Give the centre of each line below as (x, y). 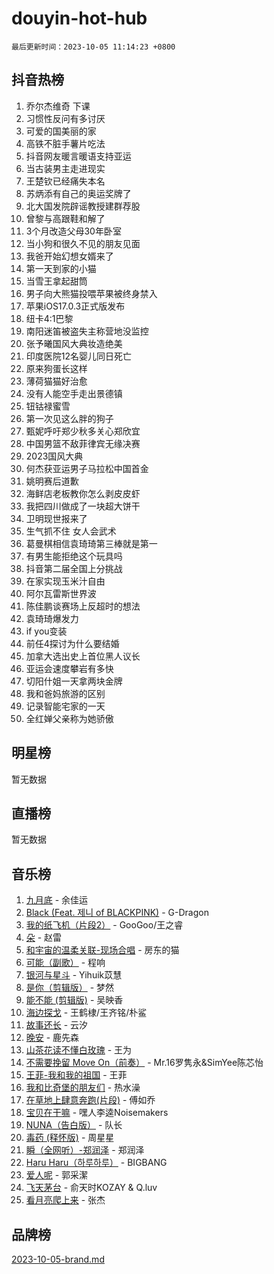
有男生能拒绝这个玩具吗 (74, 556)
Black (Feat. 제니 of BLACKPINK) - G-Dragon (117, 913)
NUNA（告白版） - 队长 (74, 1125)
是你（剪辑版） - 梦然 (70, 988)
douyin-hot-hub (79, 18)
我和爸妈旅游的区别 (65, 693)
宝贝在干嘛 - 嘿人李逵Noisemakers (97, 1113)
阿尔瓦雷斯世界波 (61, 593)
